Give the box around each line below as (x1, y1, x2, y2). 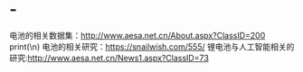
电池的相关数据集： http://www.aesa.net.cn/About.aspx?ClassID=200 (9, 30, 266, 40)
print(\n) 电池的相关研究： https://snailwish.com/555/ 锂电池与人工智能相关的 (9, 40, 295, 52)
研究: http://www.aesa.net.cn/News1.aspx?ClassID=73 (9, 52, 210, 63)
